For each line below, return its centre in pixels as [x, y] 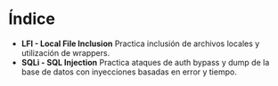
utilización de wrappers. [65, 52]
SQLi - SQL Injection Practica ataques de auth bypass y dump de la [145, 62]
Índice [32, 19]
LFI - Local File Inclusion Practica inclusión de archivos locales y [140, 43]
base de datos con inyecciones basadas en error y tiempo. [129, 72]
